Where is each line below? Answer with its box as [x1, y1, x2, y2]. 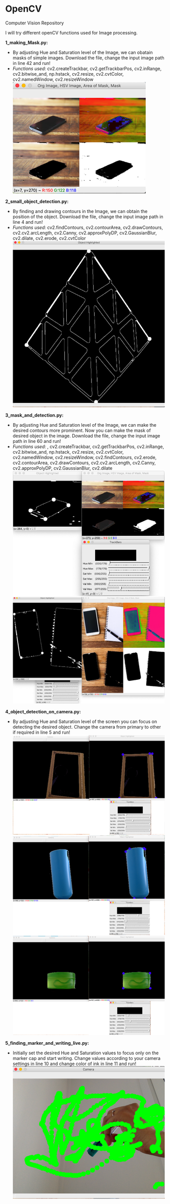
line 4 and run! [12, 219, 43, 225]
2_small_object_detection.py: [5, 198, 69, 204]
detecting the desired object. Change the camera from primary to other [12, 724, 161, 730]
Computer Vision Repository [5, 20, 64, 26]
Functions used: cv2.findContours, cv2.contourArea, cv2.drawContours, [12, 224, 163, 230]
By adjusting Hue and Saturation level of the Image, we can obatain [12, 49, 153, 55]
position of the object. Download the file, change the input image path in [12, 214, 163, 220]
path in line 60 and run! [12, 438, 61, 444]
